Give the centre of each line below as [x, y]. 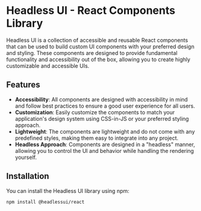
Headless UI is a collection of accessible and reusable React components [97, 40]
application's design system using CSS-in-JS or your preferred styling [102, 118]
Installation [28, 176]
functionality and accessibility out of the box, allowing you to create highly [98, 59]
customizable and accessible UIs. [48, 66]
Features [23, 85]
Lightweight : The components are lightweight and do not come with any [105, 131]
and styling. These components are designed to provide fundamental [92, 53]
